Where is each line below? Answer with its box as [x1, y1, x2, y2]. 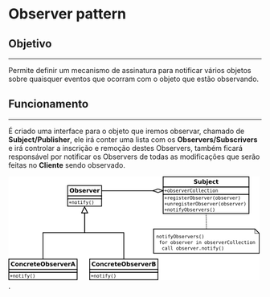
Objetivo [8, 37, 52, 51]
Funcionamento [8, 97, 89, 111]
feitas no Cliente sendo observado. [8, 160, 126, 169]
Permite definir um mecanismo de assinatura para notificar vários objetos [8, 66, 252, 75]
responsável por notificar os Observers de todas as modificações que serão [8, 152, 260, 161]
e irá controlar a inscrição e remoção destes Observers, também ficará [8, 143, 243, 153]
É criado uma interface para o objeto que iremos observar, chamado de [8, 126, 245, 136]
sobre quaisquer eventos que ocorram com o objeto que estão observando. [8, 74, 260, 83]
